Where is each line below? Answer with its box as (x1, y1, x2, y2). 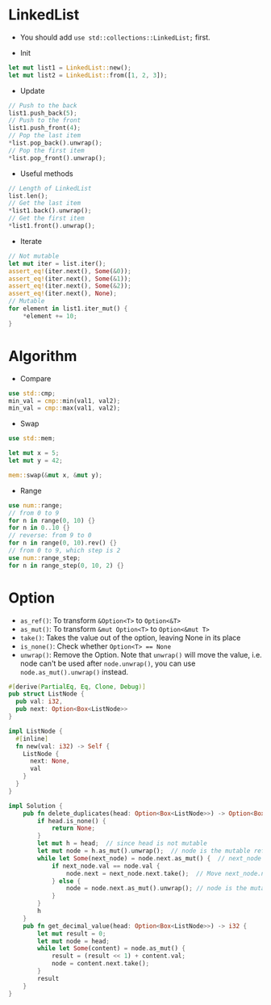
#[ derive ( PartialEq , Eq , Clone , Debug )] (8, 683, 147, 691)
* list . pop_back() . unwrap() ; (8, 139, 103, 147)
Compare (19, 373, 52, 383)
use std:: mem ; (8, 435, 56, 443)
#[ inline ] (15, 734, 48, 742)
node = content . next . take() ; (51, 960, 150, 968)
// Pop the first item (8, 146, 85, 154)
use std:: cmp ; (8, 389, 56, 397)
